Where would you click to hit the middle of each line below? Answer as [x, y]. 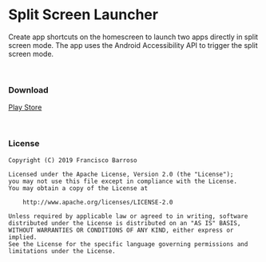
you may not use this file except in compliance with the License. [123, 181]
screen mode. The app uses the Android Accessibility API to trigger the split [133, 45]
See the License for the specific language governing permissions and [128, 244]
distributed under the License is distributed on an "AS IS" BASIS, [125, 223]
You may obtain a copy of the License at [78, 188]
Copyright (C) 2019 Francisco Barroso [73, 160]
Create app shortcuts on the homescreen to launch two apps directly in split [133, 37]
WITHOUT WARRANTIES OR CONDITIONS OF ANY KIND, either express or [121, 230]
